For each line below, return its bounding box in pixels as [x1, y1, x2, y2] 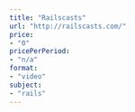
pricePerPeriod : [9, 47, 70, 56]
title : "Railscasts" [9, 13, 87, 23]
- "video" [9, 72, 47, 81]
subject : [9, 80, 42, 89]
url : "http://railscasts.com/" [9, 22, 127, 31]
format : [9, 64, 39, 73]
